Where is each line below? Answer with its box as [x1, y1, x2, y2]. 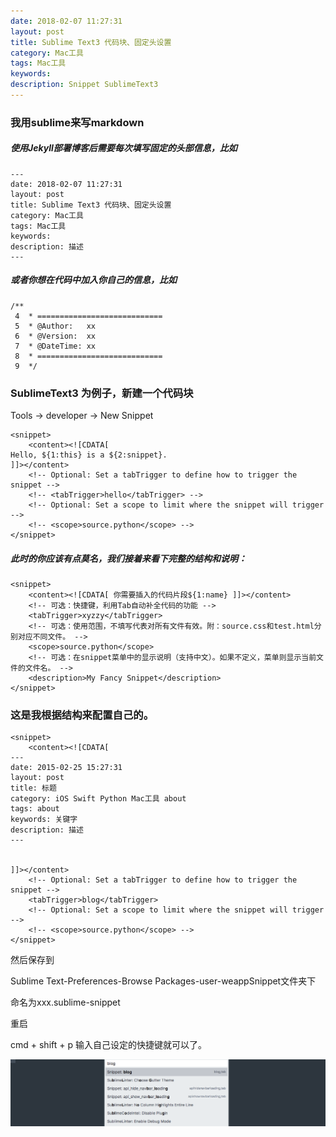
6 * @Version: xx [14, 331, 97, 341]
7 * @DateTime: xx [14, 341, 97, 351]
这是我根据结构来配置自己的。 [10, 708, 155, 722]
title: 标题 [10, 783, 57, 794]
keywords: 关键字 [10, 815, 78, 825]
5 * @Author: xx [14, 321, 97, 331]
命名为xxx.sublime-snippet [10, 996, 121, 1009]
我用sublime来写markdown [10, 115, 145, 129]
